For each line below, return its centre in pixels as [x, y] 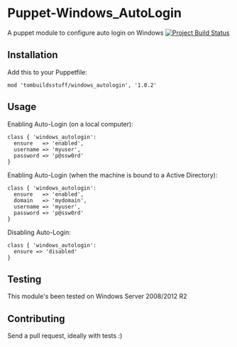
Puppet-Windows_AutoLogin [95, 13]
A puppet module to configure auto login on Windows [86, 33]
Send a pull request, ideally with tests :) [65, 336]
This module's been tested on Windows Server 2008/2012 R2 [97, 297]
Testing [24, 279]
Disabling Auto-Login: [39, 232]
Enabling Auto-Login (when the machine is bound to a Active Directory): [112, 175]
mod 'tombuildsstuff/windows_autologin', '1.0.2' [82, 85]
